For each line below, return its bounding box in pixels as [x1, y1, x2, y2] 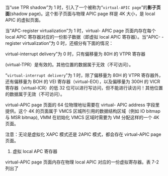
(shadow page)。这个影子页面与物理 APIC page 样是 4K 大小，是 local [10, 11, 155, 17]
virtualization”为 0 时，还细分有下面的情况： [22, 40, 114, 46]
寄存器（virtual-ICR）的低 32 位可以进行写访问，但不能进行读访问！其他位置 [5, 85, 163, 91]
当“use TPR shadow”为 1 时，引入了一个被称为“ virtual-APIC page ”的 [5, 5, 148, 10]
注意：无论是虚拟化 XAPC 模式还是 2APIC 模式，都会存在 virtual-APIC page [5, 131, 161, 137]
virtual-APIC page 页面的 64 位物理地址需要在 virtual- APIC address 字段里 [5, 102, 160, 108]
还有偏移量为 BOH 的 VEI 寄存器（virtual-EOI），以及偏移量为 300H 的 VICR [5, 78, 160, 84]
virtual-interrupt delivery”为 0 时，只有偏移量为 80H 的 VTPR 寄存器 [5, 51, 146, 57]
